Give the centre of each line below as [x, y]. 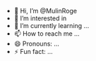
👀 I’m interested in [40, 18]
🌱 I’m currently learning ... [52, 26]
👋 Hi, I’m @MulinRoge [46, 11]
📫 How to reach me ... [47, 34]
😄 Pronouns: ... [37, 43]
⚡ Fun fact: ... [33, 52]
